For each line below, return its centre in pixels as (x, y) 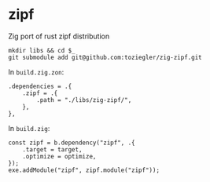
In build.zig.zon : (36, 71)
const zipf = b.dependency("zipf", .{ (72, 143)
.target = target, (52, 149)
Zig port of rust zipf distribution (59, 36)
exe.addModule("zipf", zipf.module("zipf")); (84, 170)
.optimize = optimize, (59, 156)
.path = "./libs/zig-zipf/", (84, 100)
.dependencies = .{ (40, 86)
